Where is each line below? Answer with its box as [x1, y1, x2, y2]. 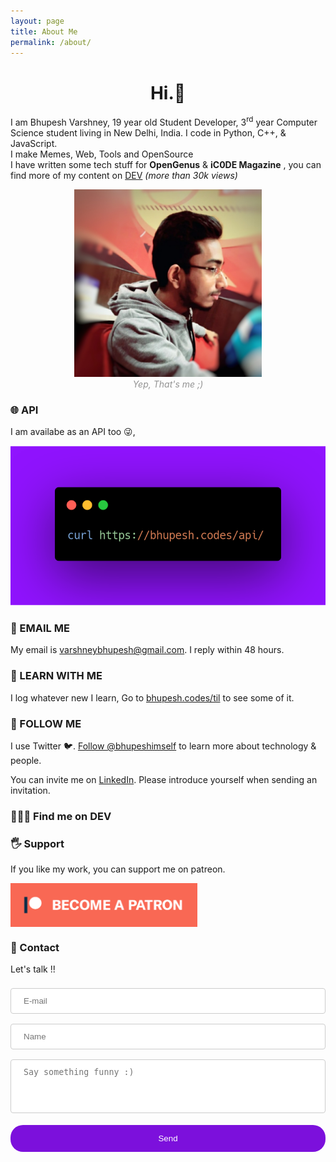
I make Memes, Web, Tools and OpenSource [10, 148, 194, 160]
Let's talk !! [10, 963, 56, 975]
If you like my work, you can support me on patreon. [10, 863, 226, 875]
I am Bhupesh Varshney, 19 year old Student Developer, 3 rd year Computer [10, 115, 318, 128]
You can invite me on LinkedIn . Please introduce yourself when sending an [10, 773, 318, 785]
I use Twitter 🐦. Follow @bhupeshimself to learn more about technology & [10, 740, 317, 752]
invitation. [10, 784, 51, 796]
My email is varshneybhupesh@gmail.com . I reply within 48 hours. [10, 644, 285, 656]
